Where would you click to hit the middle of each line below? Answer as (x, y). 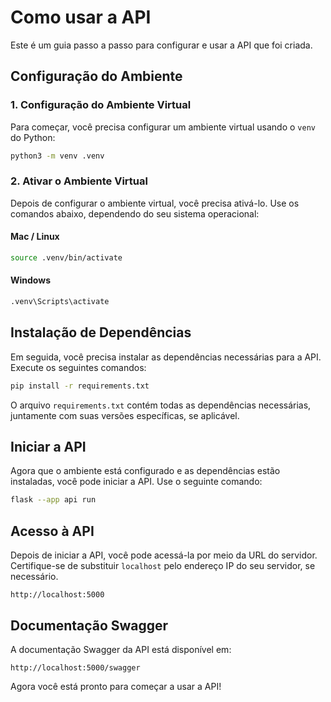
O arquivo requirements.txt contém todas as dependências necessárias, (161, 405)
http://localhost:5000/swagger (75, 667)
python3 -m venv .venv (57, 156)
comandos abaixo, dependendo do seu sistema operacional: (135, 213)
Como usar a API (81, 17)
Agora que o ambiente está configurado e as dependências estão (145, 471)
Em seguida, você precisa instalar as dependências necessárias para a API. (166, 357)
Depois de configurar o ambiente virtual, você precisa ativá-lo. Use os (155, 203)
